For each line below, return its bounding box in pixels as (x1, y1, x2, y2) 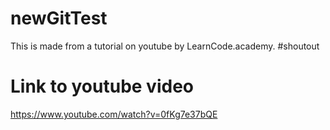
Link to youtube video (10, 75, 194, 98)
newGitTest (10, 7, 108, 30)
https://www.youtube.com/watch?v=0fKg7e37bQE (10, 108, 218, 120)
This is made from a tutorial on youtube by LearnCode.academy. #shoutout (10, 40, 320, 52)
